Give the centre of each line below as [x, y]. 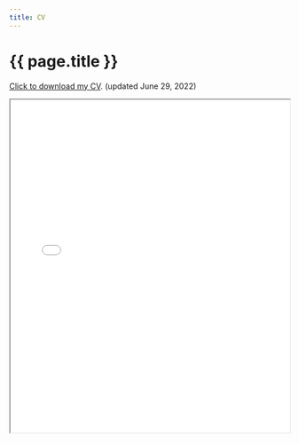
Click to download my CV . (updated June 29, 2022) [103, 86]
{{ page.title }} [64, 61]
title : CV [28, 17]
